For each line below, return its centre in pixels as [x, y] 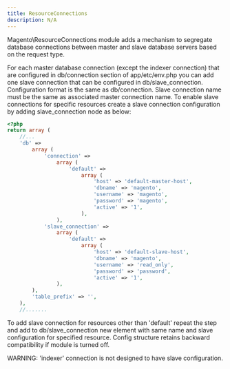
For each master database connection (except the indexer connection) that [113, 67]
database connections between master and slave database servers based [112, 47]
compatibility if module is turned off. [59, 344]
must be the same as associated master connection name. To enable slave [113, 96]
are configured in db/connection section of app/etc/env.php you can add [111, 75]
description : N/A [32, 20]
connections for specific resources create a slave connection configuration [114, 104]
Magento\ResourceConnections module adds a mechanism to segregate [110, 39]
